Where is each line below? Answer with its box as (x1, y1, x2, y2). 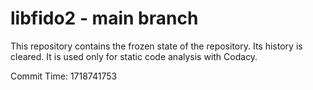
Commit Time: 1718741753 (10, 70, 118, 82)
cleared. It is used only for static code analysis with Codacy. (10, 50, 258, 62)
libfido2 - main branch (10, 7, 199, 30)
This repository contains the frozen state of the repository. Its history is (10, 40, 303, 52)
